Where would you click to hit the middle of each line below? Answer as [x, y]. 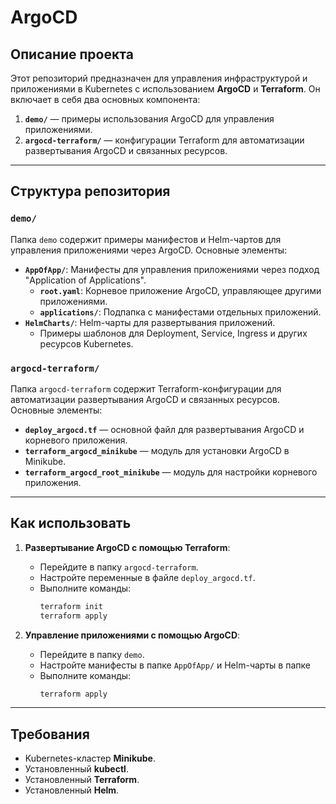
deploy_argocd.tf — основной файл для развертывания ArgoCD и [164, 429]
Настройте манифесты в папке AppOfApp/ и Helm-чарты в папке [175, 665]
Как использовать [71, 523]
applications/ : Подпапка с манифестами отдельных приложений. [180, 312]
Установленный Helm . [72, 790]
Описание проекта [72, 54]
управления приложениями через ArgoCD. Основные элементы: [149, 250]
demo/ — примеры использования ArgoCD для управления [149, 119]
